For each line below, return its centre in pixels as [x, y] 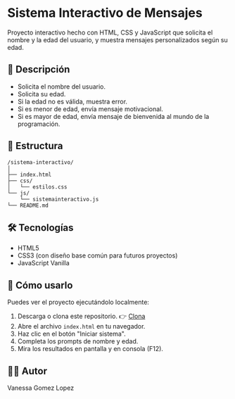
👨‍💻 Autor [27, 371]
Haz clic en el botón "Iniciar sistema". [72, 334]
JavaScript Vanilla [44, 263]
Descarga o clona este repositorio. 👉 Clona [81, 316]
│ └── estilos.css [38, 187]
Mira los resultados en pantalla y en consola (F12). [90, 349]
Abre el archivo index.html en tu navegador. [81, 327]
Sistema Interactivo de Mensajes [105, 13]
